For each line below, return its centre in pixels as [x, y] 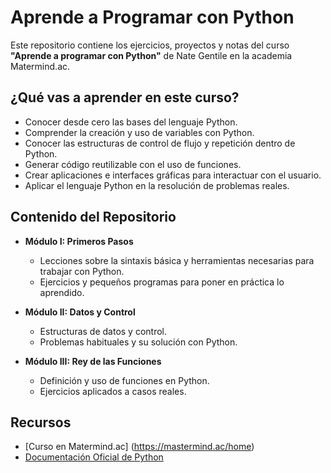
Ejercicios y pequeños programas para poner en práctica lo [162, 282]
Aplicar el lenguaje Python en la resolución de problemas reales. [157, 185]
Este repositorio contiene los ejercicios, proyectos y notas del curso [150, 45]
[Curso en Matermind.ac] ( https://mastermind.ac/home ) [139, 447]
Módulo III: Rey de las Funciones [93, 361]
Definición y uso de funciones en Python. [124, 380]
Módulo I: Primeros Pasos [79, 241]
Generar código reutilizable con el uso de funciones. [133, 164]
